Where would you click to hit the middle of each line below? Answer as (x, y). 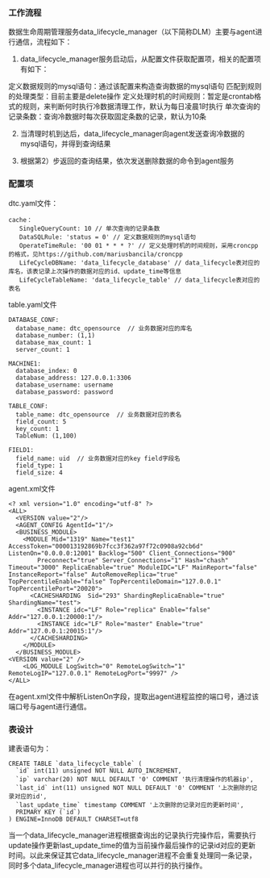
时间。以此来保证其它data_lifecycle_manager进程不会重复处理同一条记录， (132, 855)
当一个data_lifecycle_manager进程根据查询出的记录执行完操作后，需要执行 (132, 835)
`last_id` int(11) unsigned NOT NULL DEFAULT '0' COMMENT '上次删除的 (133, 788)
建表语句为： (29, 748)
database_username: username (64, 385)
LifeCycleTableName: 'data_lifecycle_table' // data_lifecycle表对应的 (139, 280)
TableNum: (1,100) (47, 436)
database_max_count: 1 (54, 342)
